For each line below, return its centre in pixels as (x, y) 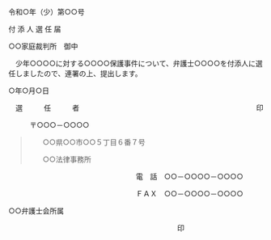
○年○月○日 (29, 91)
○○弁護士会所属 (36, 211)
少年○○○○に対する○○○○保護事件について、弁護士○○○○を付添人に (135, 63)
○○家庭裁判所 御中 (43, 46)
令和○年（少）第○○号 (47, 12)
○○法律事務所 (67, 159)
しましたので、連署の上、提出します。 (79, 74)
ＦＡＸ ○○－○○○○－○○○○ (189, 194)
